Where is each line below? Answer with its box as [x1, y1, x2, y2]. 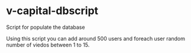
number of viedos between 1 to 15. [6, 41, 90, 48]
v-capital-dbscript [6, 4, 99, 18]
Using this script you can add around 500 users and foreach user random [6, 35, 185, 42]
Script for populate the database [6, 24, 85, 31]
